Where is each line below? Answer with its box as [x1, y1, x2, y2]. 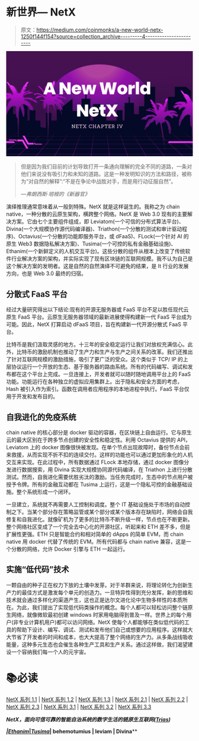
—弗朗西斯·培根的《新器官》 [20, 191, 90, 198]
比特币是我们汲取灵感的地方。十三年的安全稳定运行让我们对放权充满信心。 [6, 341, 188, 348]
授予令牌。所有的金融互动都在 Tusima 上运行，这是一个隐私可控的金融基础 [6, 481, 188, 488]
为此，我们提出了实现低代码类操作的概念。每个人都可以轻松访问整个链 [16, 604, 188, 611]
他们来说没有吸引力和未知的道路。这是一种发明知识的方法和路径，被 [20, 171, 187, 178]
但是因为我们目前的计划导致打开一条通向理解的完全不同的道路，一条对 [20, 163, 192, 170]
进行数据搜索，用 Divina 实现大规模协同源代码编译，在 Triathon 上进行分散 [11, 466, 193, 473]
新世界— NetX [6, 5, 76, 19]
